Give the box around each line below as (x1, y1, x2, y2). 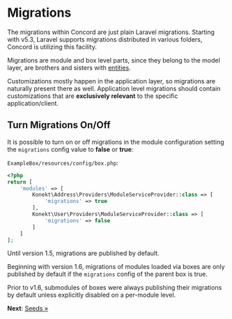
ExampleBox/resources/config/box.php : (7, 158, 118, 167)
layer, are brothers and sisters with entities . (7, 63, 131, 72)
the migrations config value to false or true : (7, 145, 134, 154)
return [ (7, 179, 33, 186)
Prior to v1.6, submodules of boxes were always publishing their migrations (7, 284, 222, 292)
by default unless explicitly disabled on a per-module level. (7, 291, 176, 300)
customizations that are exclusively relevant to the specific (7, 92, 178, 100)
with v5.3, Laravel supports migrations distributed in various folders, (7, 35, 203, 43)
